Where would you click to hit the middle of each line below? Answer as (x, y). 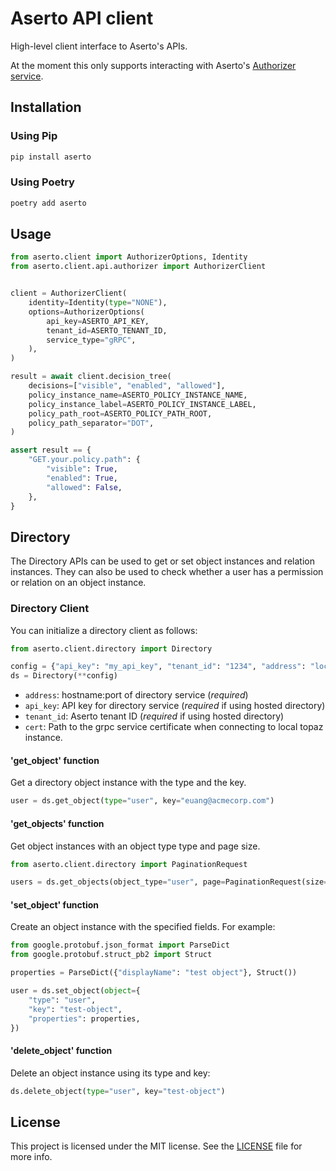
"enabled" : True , (82, 478)
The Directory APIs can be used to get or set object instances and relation (162, 561)
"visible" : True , (82, 469)
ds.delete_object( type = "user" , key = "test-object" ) (118, 1091)
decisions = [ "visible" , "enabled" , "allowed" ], (127, 386)
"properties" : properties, (84, 1018)
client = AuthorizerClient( (69, 293)
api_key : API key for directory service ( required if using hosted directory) (175, 706)
